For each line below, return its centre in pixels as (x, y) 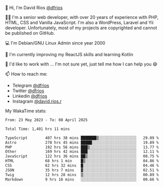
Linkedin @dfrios (30, 96)
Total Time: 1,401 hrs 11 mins (38, 129)
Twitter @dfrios (28, 91)
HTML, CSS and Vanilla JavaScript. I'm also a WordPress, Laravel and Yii (80, 23)
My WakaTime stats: (26, 111)
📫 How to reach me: (26, 74)
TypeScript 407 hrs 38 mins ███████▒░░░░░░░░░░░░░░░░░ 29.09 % (82, 138)
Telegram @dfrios (31, 85)
